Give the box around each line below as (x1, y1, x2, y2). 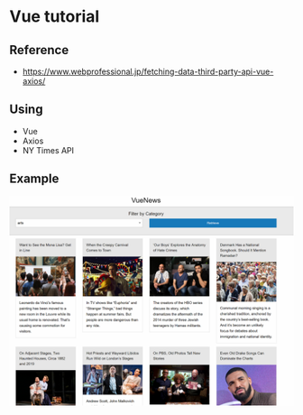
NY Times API (22, 144, 75, 155)
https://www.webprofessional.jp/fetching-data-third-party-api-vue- (22, 66, 274, 77)
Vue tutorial (9, 6, 100, 27)
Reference (9, 42, 69, 58)
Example (9, 171, 60, 187)
